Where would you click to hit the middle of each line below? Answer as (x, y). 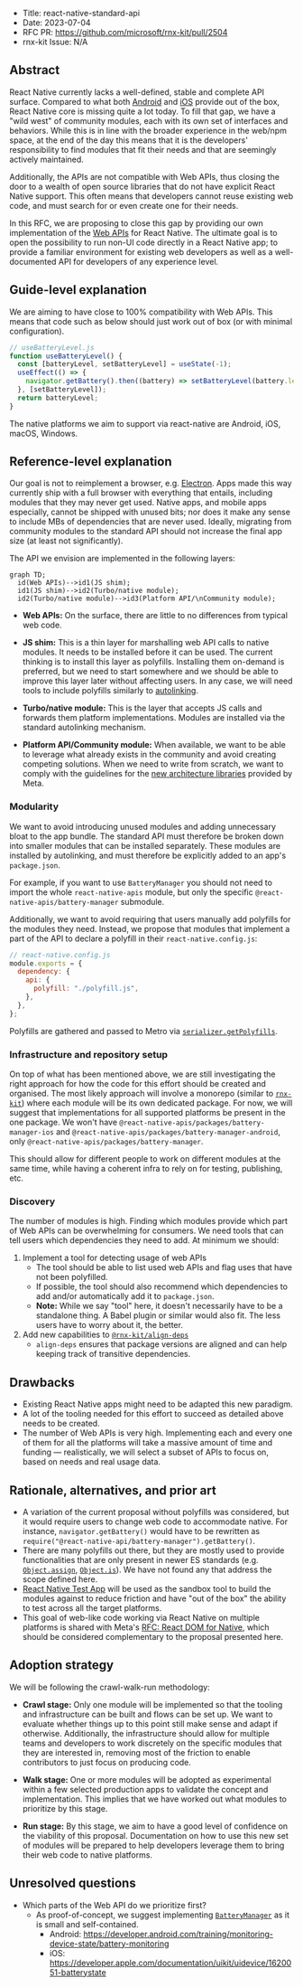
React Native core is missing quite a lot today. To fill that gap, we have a (143, 111)
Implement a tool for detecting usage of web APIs (115, 1258)
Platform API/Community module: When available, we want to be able (154, 745)
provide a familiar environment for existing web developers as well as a (141, 251)
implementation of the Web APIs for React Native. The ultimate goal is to (143, 232)
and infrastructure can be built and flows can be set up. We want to (147, 1714)
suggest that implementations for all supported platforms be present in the (147, 1113)
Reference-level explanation (91, 461)
